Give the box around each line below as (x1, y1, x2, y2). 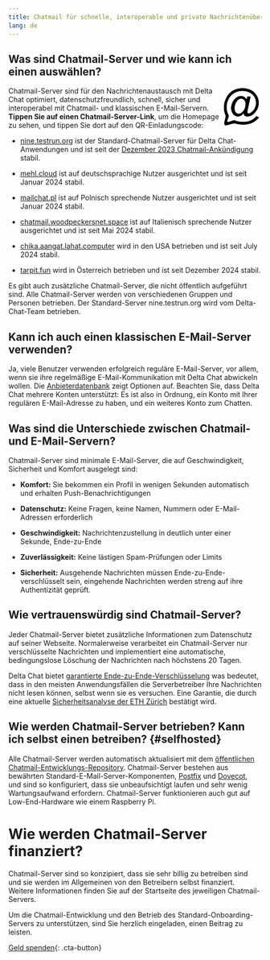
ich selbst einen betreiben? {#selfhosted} (8, 733, 222, 747)
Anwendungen (19, 145, 69, 155)
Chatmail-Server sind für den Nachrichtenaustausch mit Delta (8, 86, 213, 96)
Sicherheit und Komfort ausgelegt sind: (8, 464, 138, 474)
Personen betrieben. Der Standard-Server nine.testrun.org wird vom (8, 298, 235, 308)
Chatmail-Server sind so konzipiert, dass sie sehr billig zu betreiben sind (8, 868, 248, 878)
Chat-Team (8, 307, 46, 317)
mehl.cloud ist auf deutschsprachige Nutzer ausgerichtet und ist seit (19, 169, 247, 179)
